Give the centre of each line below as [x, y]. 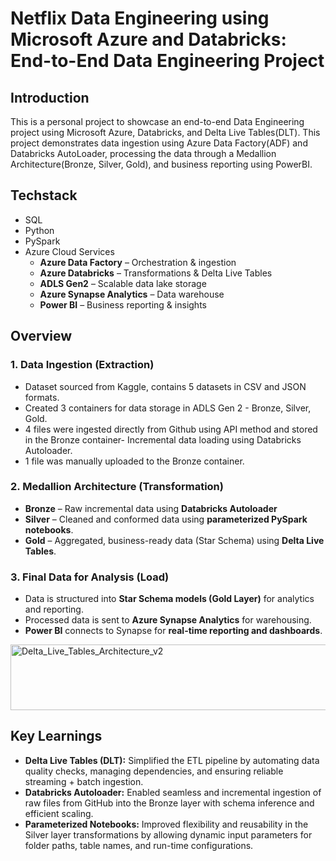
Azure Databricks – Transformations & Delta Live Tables [156, 273]
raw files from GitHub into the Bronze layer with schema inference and [169, 803]
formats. [42, 397]
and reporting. [54, 609]
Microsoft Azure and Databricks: [148, 39]
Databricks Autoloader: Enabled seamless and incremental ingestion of [173, 792]
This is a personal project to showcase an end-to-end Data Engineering [157, 121]
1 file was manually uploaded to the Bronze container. [134, 461]
